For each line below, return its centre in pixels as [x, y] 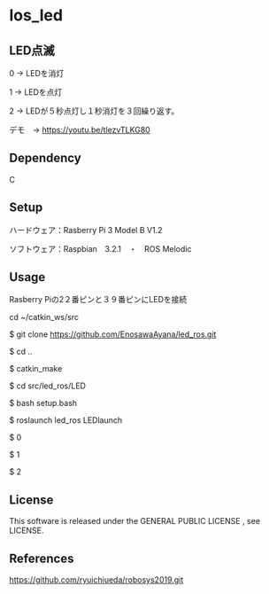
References [42, 558]
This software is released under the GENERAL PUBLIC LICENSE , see [135, 521]
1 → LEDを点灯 [36, 92]
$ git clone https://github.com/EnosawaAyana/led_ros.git [113, 334]
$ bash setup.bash [43, 403]
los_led [36, 16]
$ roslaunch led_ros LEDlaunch [66, 420]
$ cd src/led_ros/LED [48, 386]
